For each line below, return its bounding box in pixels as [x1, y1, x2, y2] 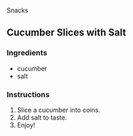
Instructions [6, 89, 50, 99]
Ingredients [6, 48, 48, 58]
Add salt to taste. [16, 113, 68, 122]
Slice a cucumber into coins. [16, 105, 101, 114]
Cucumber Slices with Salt [6, 26, 127, 38]
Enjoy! [16, 120, 36, 129]
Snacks [6, 6, 29, 14]
